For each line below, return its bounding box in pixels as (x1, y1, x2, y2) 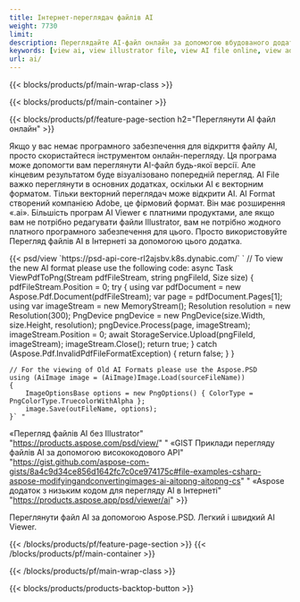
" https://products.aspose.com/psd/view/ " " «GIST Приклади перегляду (9, 437, 275, 448)
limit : (9, 30, 34, 38)
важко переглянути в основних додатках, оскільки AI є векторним (9, 179, 264, 189)
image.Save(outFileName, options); (25, 404, 158, 413)
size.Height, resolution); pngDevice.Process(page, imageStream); (9, 319, 251, 330)
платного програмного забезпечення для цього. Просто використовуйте (9, 226, 287, 237)
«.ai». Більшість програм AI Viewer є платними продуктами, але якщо (9, 208, 275, 217)
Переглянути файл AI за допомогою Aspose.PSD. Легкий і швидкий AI (9, 512, 275, 522)
